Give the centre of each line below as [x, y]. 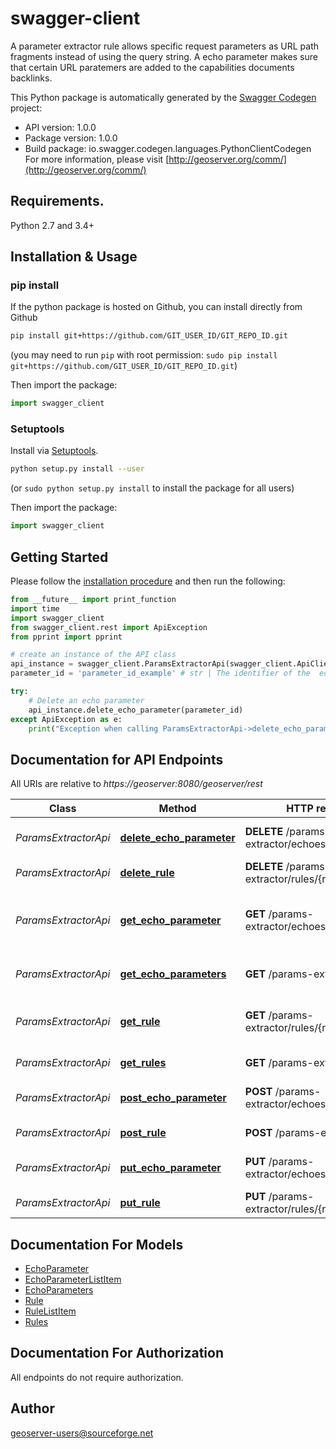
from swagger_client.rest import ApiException [109, 627]
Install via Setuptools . [54, 451]
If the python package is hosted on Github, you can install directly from [156, 307]
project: [26, 108]
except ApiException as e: [66, 719]
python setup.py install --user [77, 469]
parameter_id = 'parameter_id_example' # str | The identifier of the [160, 673]
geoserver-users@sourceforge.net [82, 1433]
